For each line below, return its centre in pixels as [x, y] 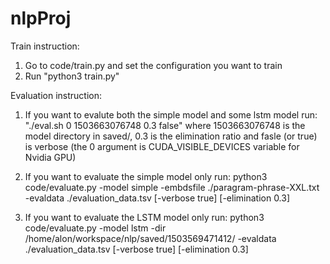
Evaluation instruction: [56, 95]
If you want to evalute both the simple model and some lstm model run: [171, 114]
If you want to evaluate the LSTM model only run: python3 [144, 217]
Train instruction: [45, 46]
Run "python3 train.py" [72, 76]
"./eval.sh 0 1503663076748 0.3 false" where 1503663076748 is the [165, 125]
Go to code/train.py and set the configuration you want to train [153, 65]
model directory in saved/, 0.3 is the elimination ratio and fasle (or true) [171, 136]
